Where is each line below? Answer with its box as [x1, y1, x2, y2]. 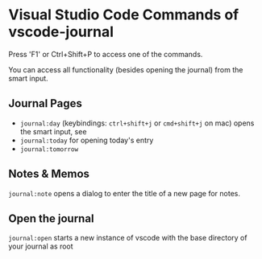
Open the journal [8, 212, 94, 225]
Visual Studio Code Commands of [8, 6, 239, 24]
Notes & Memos [8, 167, 90, 181]
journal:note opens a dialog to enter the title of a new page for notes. [8, 188, 240, 198]
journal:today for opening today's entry [19, 135, 154, 145]
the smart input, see [19, 126, 87, 136]
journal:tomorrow [19, 145, 79, 154]
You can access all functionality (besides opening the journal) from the [8, 64, 243, 74]
